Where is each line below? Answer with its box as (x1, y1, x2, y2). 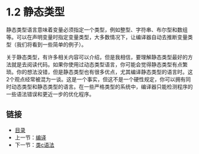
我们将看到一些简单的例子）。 (16, 41, 87, 48)
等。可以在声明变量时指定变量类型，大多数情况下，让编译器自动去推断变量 (6, 33, 188, 40)
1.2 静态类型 (6, 5, 65, 19)
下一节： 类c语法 (14, 141, 54, 148)
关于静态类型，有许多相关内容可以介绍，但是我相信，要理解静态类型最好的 (6, 53, 188, 60)
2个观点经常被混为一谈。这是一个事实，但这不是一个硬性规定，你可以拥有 (6, 75, 186, 83)
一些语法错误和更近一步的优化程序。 (6, 90, 95, 98)
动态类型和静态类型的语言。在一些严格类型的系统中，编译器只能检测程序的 (11, 83, 193, 90)
